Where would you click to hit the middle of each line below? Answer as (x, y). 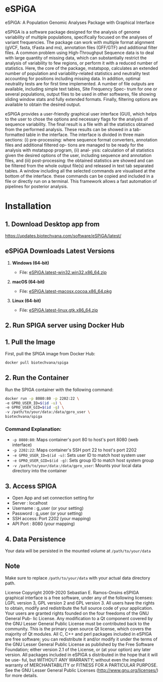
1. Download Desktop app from (52, 224)
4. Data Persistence (35, 539)
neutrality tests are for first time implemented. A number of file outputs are (80, 83)
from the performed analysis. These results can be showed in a (69, 129)
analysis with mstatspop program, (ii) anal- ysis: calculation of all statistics (80, 150)
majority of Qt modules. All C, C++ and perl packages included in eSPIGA (78, 634)
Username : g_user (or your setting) (48, 508)
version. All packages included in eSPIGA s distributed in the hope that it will (81, 655)
